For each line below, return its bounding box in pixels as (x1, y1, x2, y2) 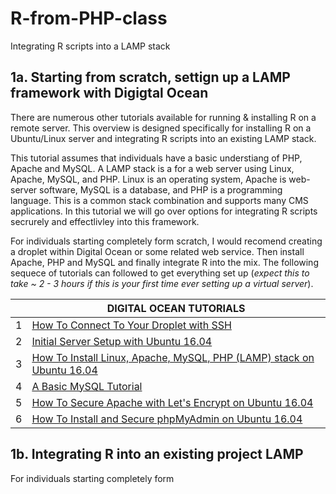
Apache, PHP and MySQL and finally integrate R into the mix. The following (10, 256, 319, 268)
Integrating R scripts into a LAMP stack (10, 40, 171, 52)
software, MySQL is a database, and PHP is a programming (39, 183, 283, 196)
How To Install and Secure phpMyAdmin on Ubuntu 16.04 (31, 412, 303, 426)
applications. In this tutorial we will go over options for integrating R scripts (10, 205, 318, 217)
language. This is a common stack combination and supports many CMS (10, 194, 309, 206)
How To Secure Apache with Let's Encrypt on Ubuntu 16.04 (31, 395, 314, 409)
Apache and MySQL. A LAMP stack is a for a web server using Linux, (10, 162, 295, 174)
